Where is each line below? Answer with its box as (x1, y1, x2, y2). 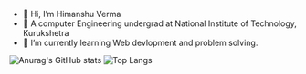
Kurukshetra (22, 28, 69, 38)
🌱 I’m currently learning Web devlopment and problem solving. (22, 37, 259, 48)
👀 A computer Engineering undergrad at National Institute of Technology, (22, 18, 297, 29)
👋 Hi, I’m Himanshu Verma (22, 9, 121, 19)
